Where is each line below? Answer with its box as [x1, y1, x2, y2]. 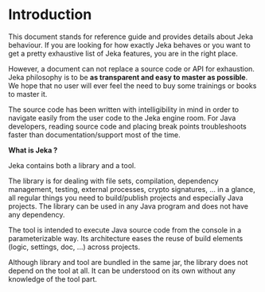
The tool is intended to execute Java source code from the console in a [8, 225, 242, 235]
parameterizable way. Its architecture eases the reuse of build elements [8, 233, 244, 243]
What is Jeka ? [8, 145, 58, 155]
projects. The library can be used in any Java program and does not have [8, 201, 249, 211]
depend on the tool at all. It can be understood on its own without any [8, 266, 236, 275]
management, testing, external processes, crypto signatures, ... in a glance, [8, 184, 256, 194]
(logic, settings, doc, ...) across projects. [8, 242, 141, 252]
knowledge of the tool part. [8, 274, 98, 283]
